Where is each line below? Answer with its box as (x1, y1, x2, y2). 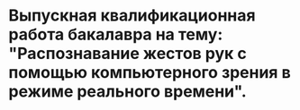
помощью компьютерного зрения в (8, 63, 292, 83)
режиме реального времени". (8, 81, 247, 102)
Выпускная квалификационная (8, 5, 256, 26)
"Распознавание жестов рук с (8, 44, 247, 63)
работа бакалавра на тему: (8, 24, 223, 45)
